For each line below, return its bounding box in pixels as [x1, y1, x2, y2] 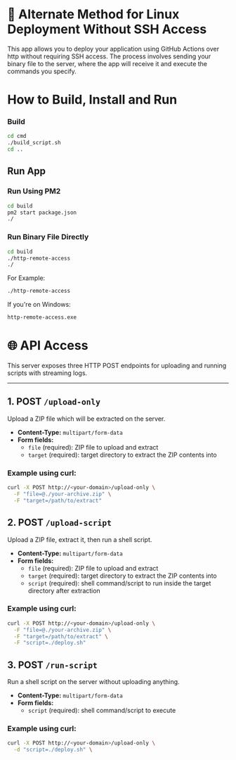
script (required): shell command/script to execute [27, 707, 176, 715]
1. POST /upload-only [7, 395, 100, 407]
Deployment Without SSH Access [7, 21, 207, 37]
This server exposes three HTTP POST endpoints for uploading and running [7, 361, 227, 369]
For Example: [7, 274, 46, 282]
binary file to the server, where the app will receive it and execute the [7, 59, 208, 68]
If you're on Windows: [7, 300, 72, 309]
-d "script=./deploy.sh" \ [13, 746, 93, 754]
